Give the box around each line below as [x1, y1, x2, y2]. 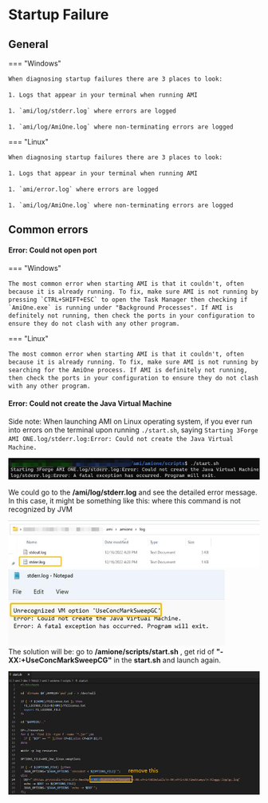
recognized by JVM [8, 505, 73, 515]
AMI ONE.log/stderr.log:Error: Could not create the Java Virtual [8, 435, 234, 443]
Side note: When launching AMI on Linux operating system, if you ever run [8, 416, 253, 426]
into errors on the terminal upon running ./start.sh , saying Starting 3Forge [8, 425, 258, 435]
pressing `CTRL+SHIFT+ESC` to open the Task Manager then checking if [8, 296, 248, 304]
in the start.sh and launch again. [113, 655, 221, 665]
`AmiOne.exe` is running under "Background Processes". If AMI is [8, 304, 234, 312]
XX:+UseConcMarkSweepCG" [8, 655, 112, 665]
